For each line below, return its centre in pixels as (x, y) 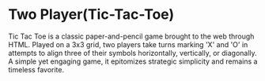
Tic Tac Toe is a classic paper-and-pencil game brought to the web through (131, 36)
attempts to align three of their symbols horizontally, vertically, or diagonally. (132, 53)
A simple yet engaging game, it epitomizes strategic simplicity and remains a (133, 61)
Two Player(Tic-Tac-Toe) (91, 15)
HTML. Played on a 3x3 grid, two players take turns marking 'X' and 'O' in (128, 44)
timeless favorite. (36, 69)
